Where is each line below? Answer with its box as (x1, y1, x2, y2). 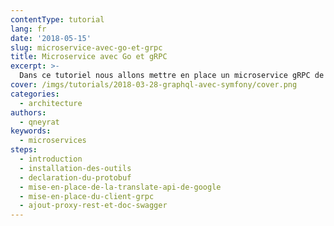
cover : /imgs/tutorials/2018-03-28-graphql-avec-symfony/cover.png (10, 80, 298, 90)
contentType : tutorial (10, 14, 105, 25)
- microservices (19, 136, 87, 146)
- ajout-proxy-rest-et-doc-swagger (19, 201, 168, 211)
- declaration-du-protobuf (19, 172, 132, 183)
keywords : (10, 126, 52, 136)
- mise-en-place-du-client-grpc (19, 191, 155, 201)
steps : (10, 145, 38, 155)
